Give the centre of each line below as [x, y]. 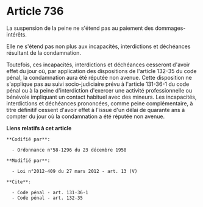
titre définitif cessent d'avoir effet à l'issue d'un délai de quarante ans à [96, 110]
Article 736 [35, 11]
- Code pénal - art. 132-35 [48, 198]
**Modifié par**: [28, 160]
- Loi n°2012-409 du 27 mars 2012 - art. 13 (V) [75, 171]
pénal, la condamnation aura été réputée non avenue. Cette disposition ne [99, 77]
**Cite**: [19, 182]
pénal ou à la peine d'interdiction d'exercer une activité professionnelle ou [99, 90]
